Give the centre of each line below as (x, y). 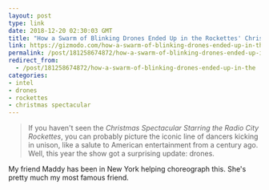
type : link (26, 23)
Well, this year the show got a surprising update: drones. (121, 154)
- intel (21, 83)
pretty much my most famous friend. (69, 178)
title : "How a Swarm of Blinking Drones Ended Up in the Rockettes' (125, 38)
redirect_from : (34, 61)
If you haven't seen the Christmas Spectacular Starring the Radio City (143, 128)
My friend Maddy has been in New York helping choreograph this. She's (127, 169)
